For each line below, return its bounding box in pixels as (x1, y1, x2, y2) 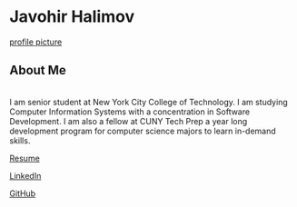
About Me (9, 63, 66, 78)
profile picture (9, 36, 63, 47)
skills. (9, 134, 31, 146)
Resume (9, 153, 41, 163)
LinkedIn (9, 170, 42, 181)
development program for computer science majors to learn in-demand (9, 125, 277, 136)
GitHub (9, 188, 36, 199)
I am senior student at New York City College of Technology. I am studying (9, 96, 288, 107)
